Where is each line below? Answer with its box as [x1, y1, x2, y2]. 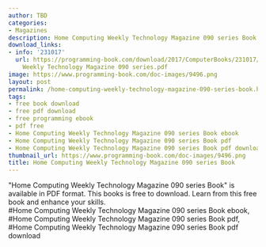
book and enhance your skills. [8, 197, 106, 207]
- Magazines [8, 26, 47, 34]
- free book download [8, 100, 80, 108]
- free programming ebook [8, 115, 93, 123]
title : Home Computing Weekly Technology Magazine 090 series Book [8, 159, 236, 167]
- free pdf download [8, 108, 77, 116]
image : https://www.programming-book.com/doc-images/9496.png [8, 70, 218, 78]
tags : [8, 93, 26, 101]
